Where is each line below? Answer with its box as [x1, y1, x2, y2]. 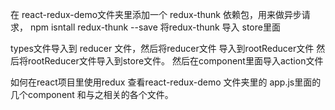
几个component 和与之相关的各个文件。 [10, 89, 174, 100]
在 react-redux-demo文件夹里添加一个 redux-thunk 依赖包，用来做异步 [10, 9, 302, 20]
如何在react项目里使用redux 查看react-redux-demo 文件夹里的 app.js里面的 [10, 76, 322, 88]
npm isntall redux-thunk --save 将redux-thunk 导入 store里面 [29, 21, 281, 33]
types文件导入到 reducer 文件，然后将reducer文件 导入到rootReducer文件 [10, 43, 315, 54]
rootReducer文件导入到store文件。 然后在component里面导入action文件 [27, 55, 324, 67]
